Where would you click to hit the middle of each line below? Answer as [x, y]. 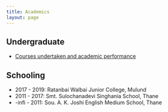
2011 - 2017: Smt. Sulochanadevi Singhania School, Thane [86, 96]
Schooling [26, 75]
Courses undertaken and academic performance [76, 56]
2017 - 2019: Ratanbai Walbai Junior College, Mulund [80, 90]
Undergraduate [36, 42]
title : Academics [28, 12]
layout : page [23, 17]
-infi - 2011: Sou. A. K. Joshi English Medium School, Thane [89, 102]
